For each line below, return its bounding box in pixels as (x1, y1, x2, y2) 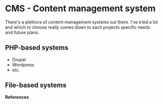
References (5, 94, 29, 100)
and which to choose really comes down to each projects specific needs (5, 24, 150, 30)
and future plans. (5, 29, 39, 35)
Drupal (12, 57, 26, 62)
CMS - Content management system (5, 3, 156, 14)
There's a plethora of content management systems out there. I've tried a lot (5, 19, 158, 25)
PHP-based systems (5, 43, 69, 52)
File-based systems (5, 81, 67, 89)
